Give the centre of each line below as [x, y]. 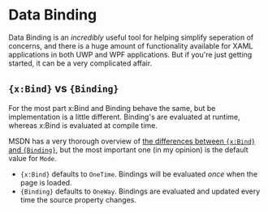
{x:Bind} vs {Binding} [64, 89]
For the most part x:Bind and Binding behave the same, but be [112, 108]
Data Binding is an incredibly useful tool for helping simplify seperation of [131, 37]
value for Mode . [32, 158]
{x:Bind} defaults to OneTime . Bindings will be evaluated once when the [139, 174]
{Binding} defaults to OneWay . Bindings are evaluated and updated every [140, 191]
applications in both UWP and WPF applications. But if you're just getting [130, 54]
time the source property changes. [78, 199]
